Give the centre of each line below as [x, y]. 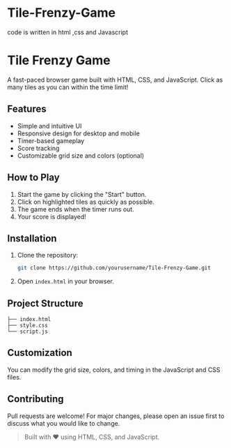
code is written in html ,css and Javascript [68, 32]
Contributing [35, 399]
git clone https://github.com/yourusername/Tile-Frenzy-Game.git [114, 268]
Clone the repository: [48, 255]
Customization [40, 353]
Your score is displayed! [52, 216]
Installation [32, 238]
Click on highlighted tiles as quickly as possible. [86, 202]
